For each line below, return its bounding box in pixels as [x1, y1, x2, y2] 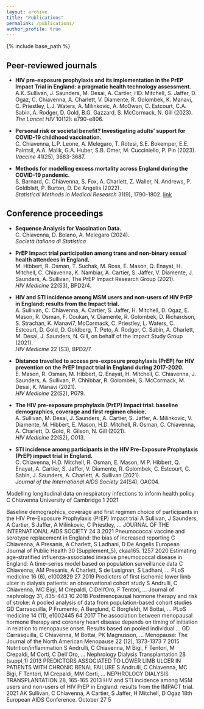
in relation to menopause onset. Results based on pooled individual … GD [6, 624, 190, 632]
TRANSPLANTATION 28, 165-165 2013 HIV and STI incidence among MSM [6, 676, 193, 683]
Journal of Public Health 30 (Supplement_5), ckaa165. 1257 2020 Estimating [6, 547, 197, 554]
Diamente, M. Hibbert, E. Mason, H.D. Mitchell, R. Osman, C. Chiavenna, [15, 421, 196, 428]
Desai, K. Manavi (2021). [15, 383, 77, 390]
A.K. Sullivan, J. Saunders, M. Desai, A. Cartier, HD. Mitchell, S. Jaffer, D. [15, 90, 197, 97]
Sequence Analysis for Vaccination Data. [15, 224, 122, 232]
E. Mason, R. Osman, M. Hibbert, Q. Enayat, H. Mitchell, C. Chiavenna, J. [15, 370, 197, 377]
